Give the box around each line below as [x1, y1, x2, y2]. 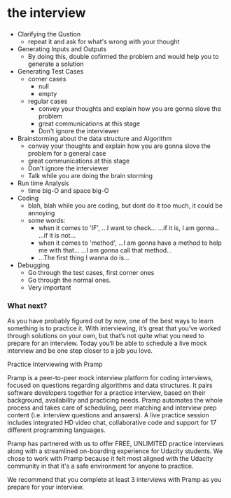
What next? [7, 301, 48, 311]
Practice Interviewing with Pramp [7, 360, 103, 369]
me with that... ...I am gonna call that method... [38, 246, 173, 255]
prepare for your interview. [7, 483, 84, 492]
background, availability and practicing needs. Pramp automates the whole [7, 396, 223, 405]
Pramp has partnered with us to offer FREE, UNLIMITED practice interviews [7, 440, 224, 448]
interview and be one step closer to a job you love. [7, 346, 153, 355]
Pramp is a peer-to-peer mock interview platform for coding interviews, [7, 374, 213, 382]
